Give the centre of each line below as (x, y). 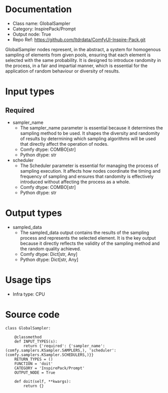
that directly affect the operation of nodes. (64, 144)
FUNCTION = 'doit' (34, 364)
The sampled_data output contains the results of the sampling (85, 233)
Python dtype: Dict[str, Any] (49, 259)
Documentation (39, 9)
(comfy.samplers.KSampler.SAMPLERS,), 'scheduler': (61, 350)
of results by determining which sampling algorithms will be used (88, 139)
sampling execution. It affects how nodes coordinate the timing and (90, 171)
